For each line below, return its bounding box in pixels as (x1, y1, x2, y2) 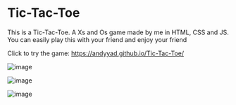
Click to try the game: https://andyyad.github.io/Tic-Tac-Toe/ (7, 49, 185, 57)
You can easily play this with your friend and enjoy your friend (7, 35, 187, 43)
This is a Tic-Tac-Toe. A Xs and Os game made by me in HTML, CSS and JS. (7, 28, 229, 36)
